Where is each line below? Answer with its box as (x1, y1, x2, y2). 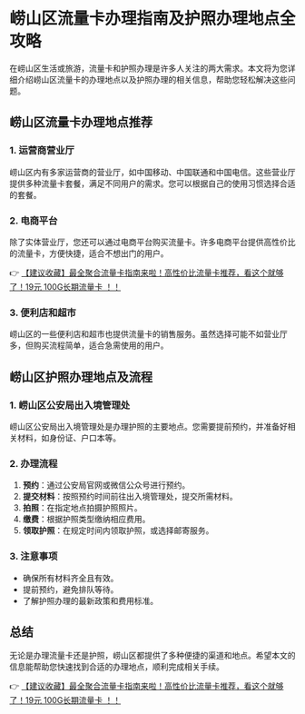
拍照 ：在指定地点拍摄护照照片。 (22, 502, 143, 513)
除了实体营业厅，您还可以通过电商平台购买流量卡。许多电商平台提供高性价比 (9, 236, 296, 247)
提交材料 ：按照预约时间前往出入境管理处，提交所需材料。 (22, 491, 238, 502)
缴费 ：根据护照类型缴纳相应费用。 (22, 514, 151, 525)
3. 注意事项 (9, 550, 58, 563)
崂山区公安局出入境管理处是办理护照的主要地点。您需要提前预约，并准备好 (9, 421, 288, 431)
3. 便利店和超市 (9, 306, 77, 319)
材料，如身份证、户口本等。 (16, 432, 121, 443)
